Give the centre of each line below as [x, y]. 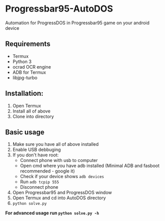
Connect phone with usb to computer [59, 160]
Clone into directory [33, 116]
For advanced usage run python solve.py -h [52, 213]
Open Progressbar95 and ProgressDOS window [62, 193]
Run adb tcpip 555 [40, 182]
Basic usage [25, 132]
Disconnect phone [39, 187]
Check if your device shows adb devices [62, 177]
